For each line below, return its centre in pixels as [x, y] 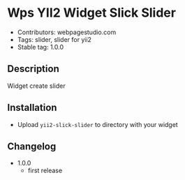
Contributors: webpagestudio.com [67, 32]
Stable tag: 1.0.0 [40, 47]
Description [33, 69]
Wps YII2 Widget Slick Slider [92, 13]
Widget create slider [36, 86]
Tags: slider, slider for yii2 [54, 39]
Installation [32, 108]
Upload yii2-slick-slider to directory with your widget [97, 124]
